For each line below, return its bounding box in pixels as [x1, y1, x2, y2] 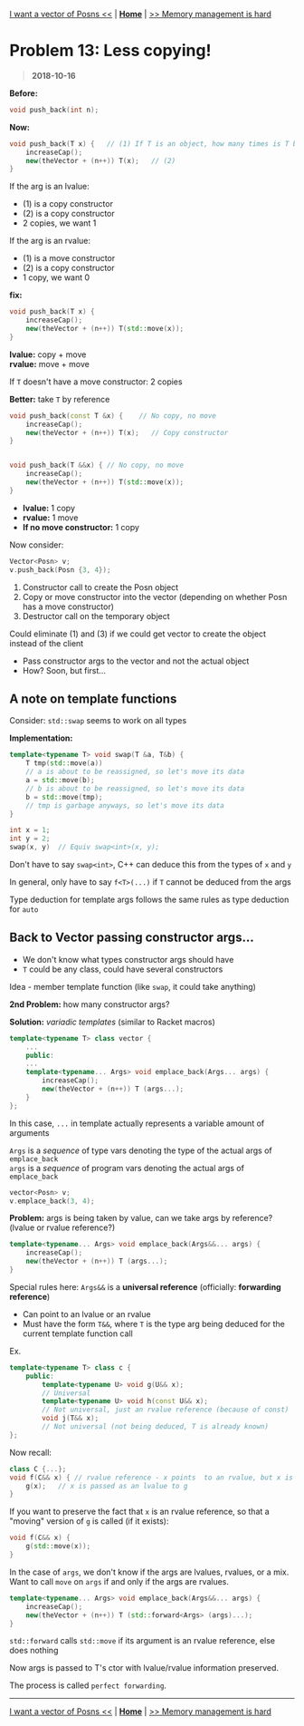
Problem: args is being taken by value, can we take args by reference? [9, 1213, 273, 1224]
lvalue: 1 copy [22, 502, 75, 513]
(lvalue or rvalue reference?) [9, 1222, 116, 1233]
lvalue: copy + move [9, 349, 87, 360]
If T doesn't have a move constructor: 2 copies [9, 376, 183, 387]
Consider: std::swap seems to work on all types [9, 715, 187, 726]
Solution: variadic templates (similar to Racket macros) [9, 1016, 215, 1027]
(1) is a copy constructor [22, 199, 113, 209]
